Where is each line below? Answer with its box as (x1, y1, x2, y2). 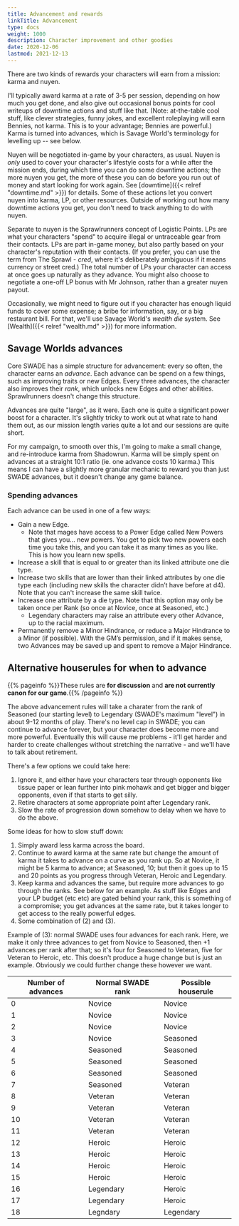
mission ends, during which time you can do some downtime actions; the (7, 165, 222, 174)
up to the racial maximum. (28, 618, 105, 627)
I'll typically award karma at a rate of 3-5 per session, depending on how (7, 91, 221, 100)
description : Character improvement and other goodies (7, 37, 174, 44)
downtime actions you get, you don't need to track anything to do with (7, 203, 213, 212)
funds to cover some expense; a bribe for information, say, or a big (7, 306, 203, 315)
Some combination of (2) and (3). (17, 917, 116, 925)
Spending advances (7, 490, 78, 500)
